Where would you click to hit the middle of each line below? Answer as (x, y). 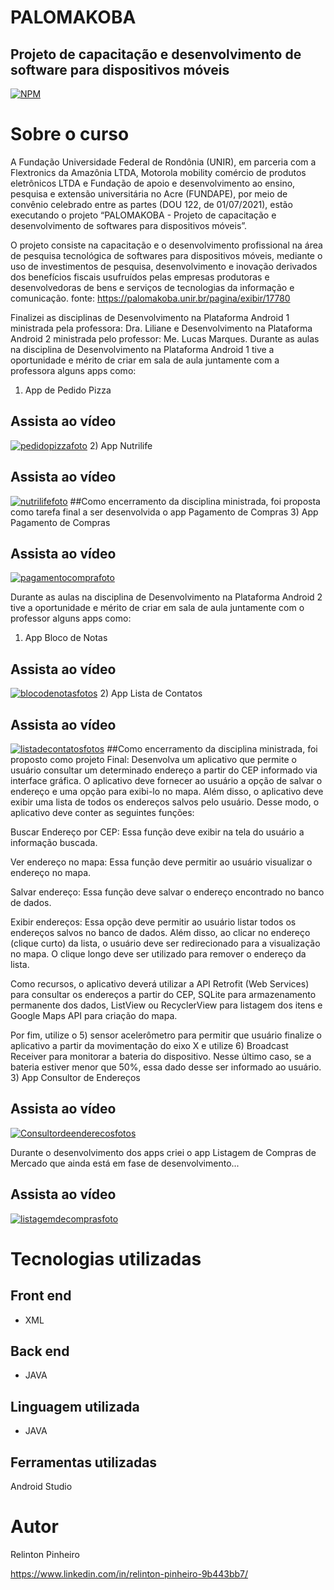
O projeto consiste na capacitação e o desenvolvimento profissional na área (166, 245)
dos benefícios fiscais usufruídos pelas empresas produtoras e (140, 277)
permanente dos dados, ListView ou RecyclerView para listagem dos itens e (166, 1005)
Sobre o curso (70, 134)
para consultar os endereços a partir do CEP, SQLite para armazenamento (163, 994)
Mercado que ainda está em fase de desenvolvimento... (125, 1163)
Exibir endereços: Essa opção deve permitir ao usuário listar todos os (153, 922)
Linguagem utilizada (75, 1406)
